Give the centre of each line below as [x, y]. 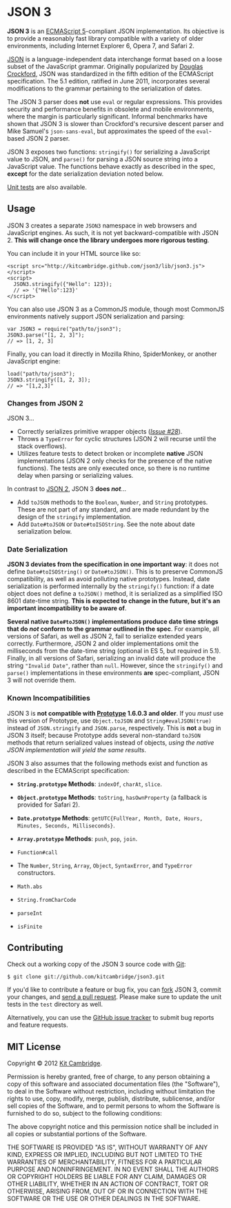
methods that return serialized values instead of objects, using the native [111, 743]
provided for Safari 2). [49, 805]
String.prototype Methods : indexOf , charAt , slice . [90, 784]
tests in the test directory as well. [55, 1005]
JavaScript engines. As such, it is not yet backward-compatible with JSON [113, 232]
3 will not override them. [42, 681]
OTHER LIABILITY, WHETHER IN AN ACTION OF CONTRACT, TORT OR [108, 1184]
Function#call [37, 852]
